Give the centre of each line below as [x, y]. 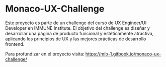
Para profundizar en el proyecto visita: [45, 54]
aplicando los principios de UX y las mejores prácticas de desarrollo [76, 39]
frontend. [15, 44]
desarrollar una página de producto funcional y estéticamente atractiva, [79, 33]
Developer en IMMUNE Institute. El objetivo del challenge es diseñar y [77, 28]
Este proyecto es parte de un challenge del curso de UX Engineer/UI [76, 23]
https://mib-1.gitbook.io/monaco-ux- [123, 54]
